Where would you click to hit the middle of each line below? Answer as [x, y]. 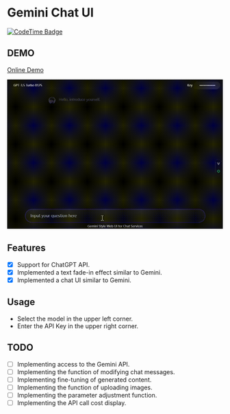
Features [26, 248]
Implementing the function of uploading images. [85, 387]
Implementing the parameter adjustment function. [87, 395]
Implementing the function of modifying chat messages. [96, 371]
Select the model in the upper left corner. [75, 319]
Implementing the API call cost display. [72, 402]
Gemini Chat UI [51, 13]
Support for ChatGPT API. [53, 264]
